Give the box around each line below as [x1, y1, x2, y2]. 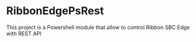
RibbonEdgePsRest [6, 4, 104, 18]
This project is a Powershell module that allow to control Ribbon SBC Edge [6, 24, 191, 31]
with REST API [6, 30, 42, 37]
